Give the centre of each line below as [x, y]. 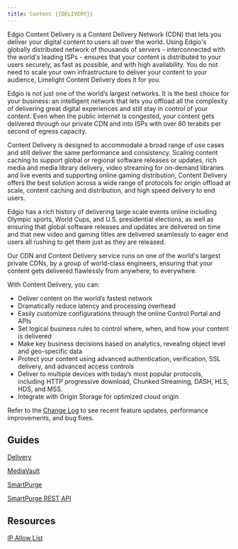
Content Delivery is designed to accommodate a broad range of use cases [116, 145]
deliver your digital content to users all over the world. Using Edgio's [107, 42]
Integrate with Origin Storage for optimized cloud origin [98, 396]
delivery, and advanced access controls [76, 366]
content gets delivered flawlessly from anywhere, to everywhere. [102, 270]
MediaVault [24, 471]
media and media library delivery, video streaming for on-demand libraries [116, 167]
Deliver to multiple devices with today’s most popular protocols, [110, 373]
